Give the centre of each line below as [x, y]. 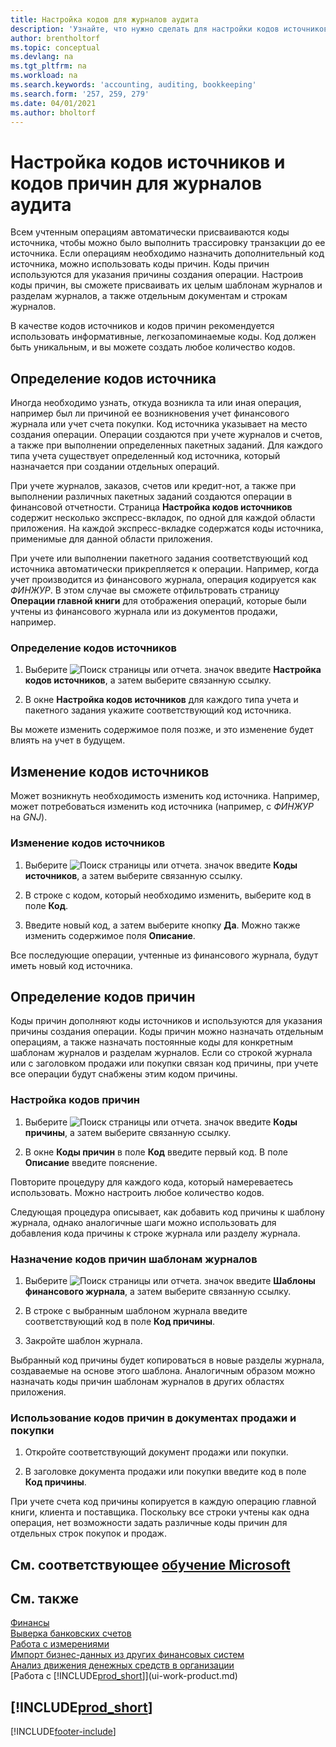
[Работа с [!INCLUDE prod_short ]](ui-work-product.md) [124, 1676]
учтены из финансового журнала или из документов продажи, [144, 612]
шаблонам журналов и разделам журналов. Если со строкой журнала [161, 1053]
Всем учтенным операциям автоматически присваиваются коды [150, 232]
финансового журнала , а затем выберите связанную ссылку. [158, 1291]
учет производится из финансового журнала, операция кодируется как [163, 580]
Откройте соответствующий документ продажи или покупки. [156, 1452]
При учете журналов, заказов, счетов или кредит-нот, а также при [153, 486]
